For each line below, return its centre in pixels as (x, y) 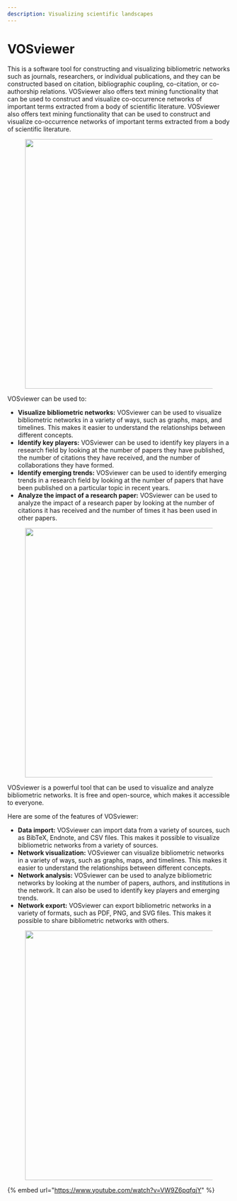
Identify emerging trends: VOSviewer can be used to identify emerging (122, 472)
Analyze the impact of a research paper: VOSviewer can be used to (117, 495)
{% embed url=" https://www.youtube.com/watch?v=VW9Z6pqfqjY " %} (111, 1190)
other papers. (37, 518)
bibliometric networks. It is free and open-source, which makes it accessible (118, 795)
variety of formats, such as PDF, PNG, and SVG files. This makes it (114, 913)
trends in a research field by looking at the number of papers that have (121, 480)
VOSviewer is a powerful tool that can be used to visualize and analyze (111, 787)
